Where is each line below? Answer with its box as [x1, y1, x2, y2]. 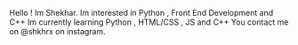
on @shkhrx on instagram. [9, 26, 107, 36]
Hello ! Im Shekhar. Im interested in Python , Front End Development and [9, 8, 274, 18]
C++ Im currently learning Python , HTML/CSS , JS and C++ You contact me [9, 17, 289, 27]
